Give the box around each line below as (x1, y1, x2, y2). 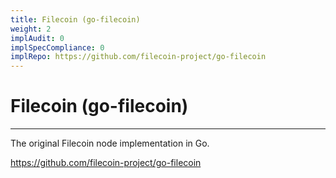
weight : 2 (10, 24, 52, 34)
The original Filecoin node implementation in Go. (10, 137, 210, 150)
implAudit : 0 (10, 33, 65, 43)
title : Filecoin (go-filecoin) (10, 14, 141, 25)
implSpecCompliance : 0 (10, 42, 105, 53)
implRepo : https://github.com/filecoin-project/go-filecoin (10, 52, 267, 62)
